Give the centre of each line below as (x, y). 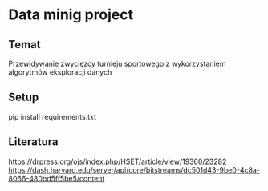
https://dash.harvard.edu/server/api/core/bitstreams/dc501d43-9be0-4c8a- (134, 169)
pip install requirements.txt (53, 116)
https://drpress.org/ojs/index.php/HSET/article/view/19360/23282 (118, 161)
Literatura (33, 142)
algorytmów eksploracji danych (60, 72)
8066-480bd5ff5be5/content (57, 178)
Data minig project (71, 15)
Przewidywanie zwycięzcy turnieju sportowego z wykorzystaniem (117, 63)
